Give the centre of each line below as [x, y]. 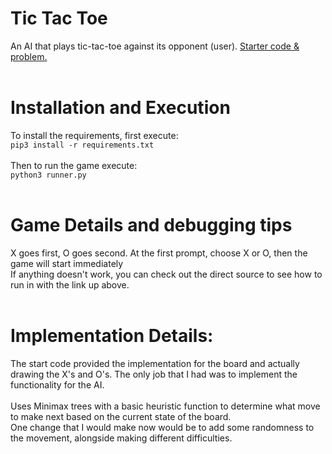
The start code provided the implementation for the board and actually [155, 363]
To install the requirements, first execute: [94, 135]
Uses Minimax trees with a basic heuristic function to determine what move [165, 406]
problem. [29, 56]
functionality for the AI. [57, 384]
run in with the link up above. [70, 284]
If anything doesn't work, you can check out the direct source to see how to [166, 274]
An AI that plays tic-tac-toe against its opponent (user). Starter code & [155, 46]
